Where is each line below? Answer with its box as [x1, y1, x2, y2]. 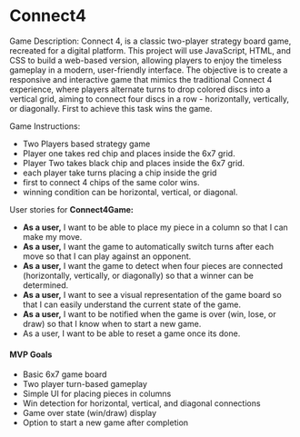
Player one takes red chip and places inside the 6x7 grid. [22, 147, 235, 159]
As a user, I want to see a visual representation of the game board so [22, 289, 282, 300]
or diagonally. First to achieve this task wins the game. [9, 103, 213, 114]
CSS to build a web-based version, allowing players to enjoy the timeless [9, 55, 282, 65]
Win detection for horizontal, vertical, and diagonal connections [22, 398, 261, 409]
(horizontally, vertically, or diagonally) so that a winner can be [22, 270, 255, 281]
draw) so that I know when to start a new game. [22, 318, 202, 329]
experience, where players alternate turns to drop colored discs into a [9, 84, 271, 94]
